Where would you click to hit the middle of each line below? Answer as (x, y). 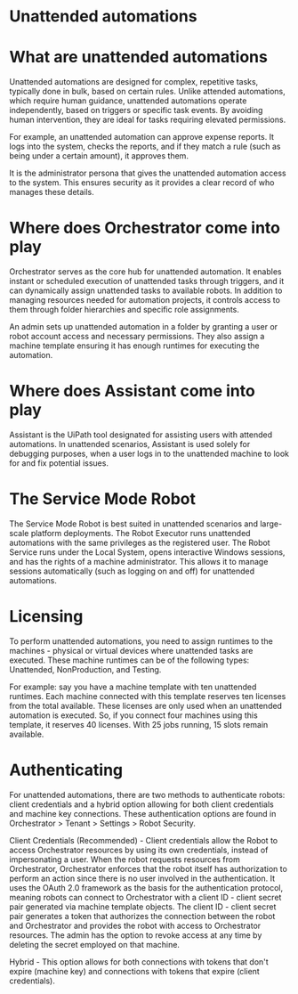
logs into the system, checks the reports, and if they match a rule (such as (145, 147)
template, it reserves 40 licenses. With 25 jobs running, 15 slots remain (139, 724)
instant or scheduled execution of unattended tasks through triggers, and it (147, 281)
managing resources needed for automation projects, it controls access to (145, 300)
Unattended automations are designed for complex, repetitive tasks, (134, 82)
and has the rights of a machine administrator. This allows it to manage (139, 561)
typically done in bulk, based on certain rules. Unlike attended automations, (148, 92)
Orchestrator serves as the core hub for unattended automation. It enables (145, 272)
